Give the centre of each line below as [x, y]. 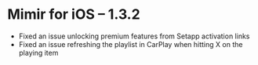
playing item [38, 52]
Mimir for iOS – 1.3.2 [74, 14]
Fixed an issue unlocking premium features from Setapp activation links [134, 36]
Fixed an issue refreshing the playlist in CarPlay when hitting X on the [131, 44]
